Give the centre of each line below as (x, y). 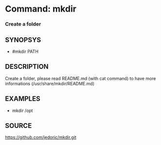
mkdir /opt (22, 111)
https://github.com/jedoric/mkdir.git (41, 137)
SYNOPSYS (23, 40)
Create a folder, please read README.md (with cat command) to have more (80, 78)
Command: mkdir (41, 9)
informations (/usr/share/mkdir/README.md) (50, 83)
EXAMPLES (23, 99)
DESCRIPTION (27, 67)
